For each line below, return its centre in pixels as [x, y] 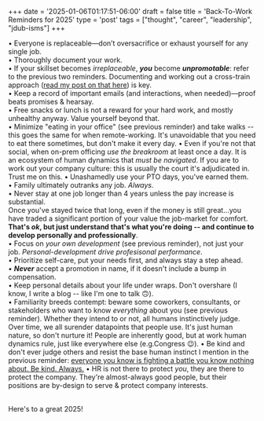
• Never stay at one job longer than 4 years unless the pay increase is [121, 193]
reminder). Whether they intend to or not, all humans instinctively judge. [125, 318]
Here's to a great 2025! [46, 409]
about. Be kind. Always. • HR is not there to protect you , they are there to [126, 369]
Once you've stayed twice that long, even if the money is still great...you [125, 210]
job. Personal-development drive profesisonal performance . [105, 252]
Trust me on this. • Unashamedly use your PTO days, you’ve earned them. [128, 177]
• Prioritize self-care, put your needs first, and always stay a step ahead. [126, 260]
